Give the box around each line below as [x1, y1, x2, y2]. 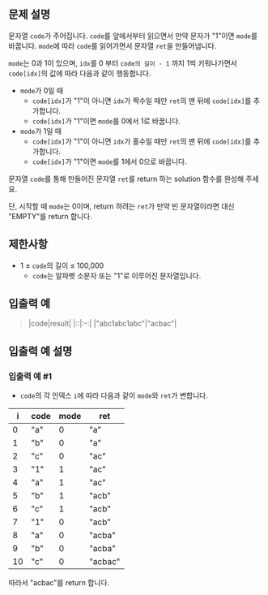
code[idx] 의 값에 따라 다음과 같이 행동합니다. [8, 68, 151, 78]
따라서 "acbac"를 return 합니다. [8, 578, 110, 588]
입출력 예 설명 [8, 344, 73, 358]
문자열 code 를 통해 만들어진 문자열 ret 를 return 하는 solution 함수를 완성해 [8, 174, 245, 183]
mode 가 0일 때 [19, 85, 63, 95]
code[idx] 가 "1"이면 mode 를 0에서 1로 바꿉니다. [32, 116, 181, 126]
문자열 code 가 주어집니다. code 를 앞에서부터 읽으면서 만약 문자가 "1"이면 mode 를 [8, 31, 257, 41]
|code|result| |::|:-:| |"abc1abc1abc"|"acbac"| [28, 319, 177, 329]
